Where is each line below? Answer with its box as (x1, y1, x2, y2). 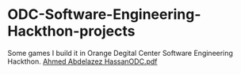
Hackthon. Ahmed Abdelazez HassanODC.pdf (7, 57, 158, 66)
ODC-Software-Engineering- (7, 6, 201, 24)
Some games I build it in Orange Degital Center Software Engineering (7, 48, 233, 57)
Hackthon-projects (7, 22, 136, 40)
